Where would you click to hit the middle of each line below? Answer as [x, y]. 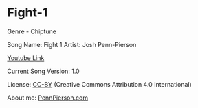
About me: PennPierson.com [47, 98]
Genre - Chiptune [32, 31]
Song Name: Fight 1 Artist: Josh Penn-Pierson [72, 44]
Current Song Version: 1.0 [44, 71]
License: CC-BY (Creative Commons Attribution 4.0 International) [100, 84]
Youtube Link [26, 58]
